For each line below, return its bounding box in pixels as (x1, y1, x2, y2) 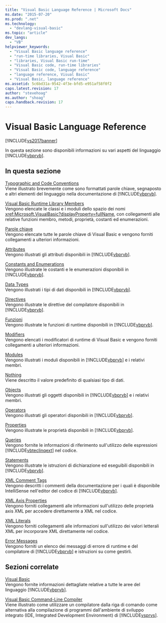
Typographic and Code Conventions (5, 180, 79, 186)
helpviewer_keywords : (5, 44, 50, 49)
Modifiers (5, 331, 25, 337)
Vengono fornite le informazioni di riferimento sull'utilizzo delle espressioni (5, 442, 158, 448)
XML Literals (5, 518, 31, 523)
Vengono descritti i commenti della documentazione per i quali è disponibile (5, 482, 160, 488)
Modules (5, 351, 23, 357)
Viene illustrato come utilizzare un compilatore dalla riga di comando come (5, 602, 158, 608)
